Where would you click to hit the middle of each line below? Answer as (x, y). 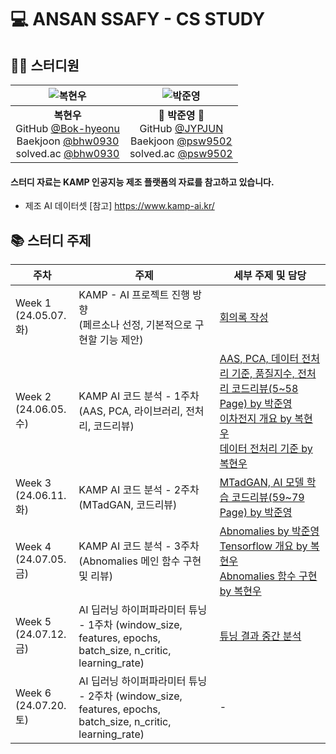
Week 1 (33, 303)
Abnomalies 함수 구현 (268, 576)
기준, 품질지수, (263, 374)
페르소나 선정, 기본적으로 (137, 325)
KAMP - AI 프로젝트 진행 (134, 295)
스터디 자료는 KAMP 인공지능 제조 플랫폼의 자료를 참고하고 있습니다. (142, 182)
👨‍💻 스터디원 (45, 65)
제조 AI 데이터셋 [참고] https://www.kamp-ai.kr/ (119, 206)
